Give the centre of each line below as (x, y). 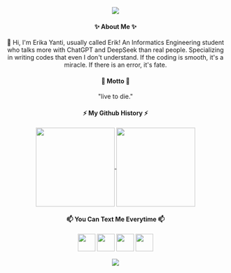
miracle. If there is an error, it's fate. (115, 65)
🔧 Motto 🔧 (115, 81)
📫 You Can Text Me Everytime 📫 (115, 219)
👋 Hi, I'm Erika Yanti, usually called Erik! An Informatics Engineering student (115, 43)
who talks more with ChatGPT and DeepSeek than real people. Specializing (115, 50)
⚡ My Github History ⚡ (115, 113)
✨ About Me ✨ (115, 26)
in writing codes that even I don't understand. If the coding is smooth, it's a (115, 58)
